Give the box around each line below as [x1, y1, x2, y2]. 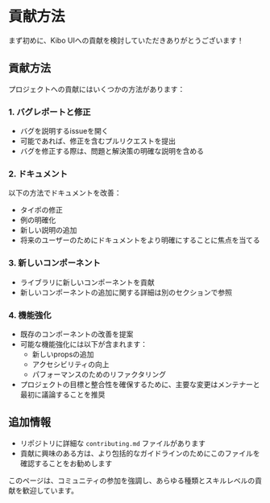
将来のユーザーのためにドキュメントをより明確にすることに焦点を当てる [19, 235, 260, 245]
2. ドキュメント [8, 168, 69, 179]
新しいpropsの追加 [31, 349, 94, 359]
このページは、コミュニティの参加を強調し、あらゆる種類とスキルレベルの [8, 476, 255, 485]
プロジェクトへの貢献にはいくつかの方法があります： [8, 84, 185, 93]
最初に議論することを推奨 [19, 390, 106, 399]
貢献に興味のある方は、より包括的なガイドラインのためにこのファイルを [19, 448, 260, 458]
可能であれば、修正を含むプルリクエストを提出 [19, 136, 176, 146]
